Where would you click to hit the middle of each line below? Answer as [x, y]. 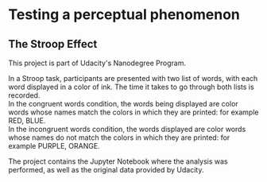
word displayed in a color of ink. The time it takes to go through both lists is [131, 87]
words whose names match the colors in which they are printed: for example [133, 112]
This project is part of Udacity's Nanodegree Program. [97, 63]
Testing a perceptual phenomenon [124, 15]
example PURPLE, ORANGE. [54, 146]
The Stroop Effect [53, 44]
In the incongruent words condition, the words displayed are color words [127, 129]
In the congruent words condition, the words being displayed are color [123, 104]
